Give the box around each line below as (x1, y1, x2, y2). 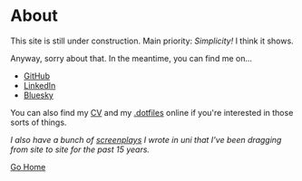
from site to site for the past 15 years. (10, 144, 151, 155)
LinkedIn (23, 80, 56, 90)
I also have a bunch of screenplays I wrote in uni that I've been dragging (10, 134, 282, 145)
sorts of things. (10, 117, 67, 128)
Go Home (10, 161, 46, 172)
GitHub (23, 70, 51, 81)
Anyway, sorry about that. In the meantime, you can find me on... (10, 52, 253, 63)
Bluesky (23, 90, 54, 100)
